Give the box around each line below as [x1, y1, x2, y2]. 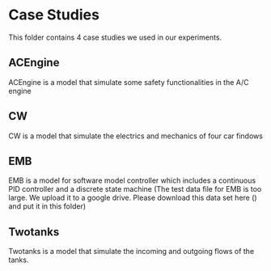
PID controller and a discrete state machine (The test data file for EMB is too [8, 184, 262, 194]
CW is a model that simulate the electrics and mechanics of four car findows [8, 131, 263, 141]
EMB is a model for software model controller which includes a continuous [8, 176, 256, 185]
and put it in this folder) [8, 201, 87, 211]
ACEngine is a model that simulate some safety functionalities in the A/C [8, 77, 249, 87]
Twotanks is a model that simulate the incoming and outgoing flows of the [8, 247, 255, 256]
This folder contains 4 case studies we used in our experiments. [8, 32, 222, 42]
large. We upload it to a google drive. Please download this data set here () [8, 193, 257, 203]
